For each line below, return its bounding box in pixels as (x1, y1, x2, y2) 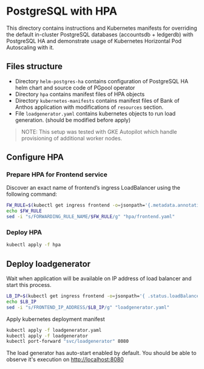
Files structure (6, 61, 63, 72)
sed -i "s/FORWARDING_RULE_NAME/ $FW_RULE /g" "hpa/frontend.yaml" (6, 214, 175, 220)
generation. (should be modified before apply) (15, 116, 131, 123)
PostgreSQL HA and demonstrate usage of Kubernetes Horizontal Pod (6, 37, 182, 44)
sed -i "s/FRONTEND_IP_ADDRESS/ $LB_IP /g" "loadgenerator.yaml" (6, 304, 170, 311)
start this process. (6, 281, 52, 289)
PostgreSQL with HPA (6, 4, 117, 18)
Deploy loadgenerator (6, 258, 91, 269)
